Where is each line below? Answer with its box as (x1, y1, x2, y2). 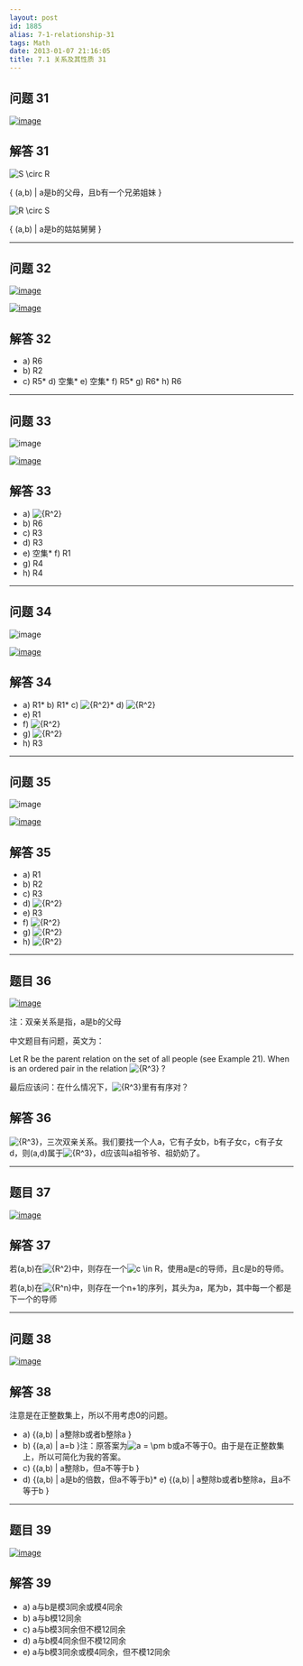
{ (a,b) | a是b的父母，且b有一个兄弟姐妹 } (9, 187, 162, 198)
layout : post (9, 13, 59, 23)
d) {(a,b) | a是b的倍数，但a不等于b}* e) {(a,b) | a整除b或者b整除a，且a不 (22, 1474, 291, 1485)
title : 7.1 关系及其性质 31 (9, 55, 106, 64)
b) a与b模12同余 (22, 1612, 82, 1624)
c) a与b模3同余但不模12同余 (22, 1624, 126, 1634)
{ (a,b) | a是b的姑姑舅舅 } (9, 223, 102, 235)
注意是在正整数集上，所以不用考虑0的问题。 (9, 1410, 173, 1421)
